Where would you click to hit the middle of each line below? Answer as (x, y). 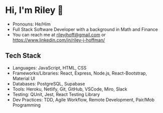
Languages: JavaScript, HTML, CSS (49, 67)
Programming (27, 105)
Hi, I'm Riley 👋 (34, 10)
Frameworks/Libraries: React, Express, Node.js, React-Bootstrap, (79, 73)
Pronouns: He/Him (32, 24)
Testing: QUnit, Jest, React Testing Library (56, 94)
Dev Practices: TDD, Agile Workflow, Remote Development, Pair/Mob (83, 99)
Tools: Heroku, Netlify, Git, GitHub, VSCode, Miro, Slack (70, 89)
